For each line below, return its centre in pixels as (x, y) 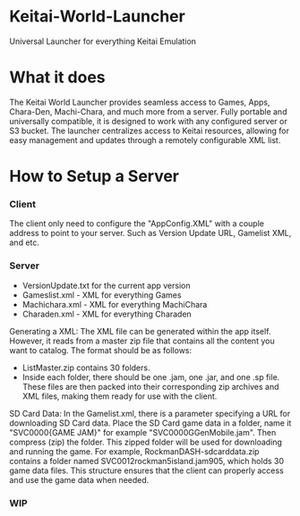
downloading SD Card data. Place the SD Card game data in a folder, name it (150, 423)
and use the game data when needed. (79, 479)
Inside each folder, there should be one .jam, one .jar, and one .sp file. (151, 376)
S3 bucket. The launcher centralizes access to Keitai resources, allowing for (149, 131)
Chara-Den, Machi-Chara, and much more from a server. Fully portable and (148, 111)
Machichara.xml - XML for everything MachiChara (115, 304)
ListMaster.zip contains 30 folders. (86, 368)
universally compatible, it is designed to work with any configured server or (149, 121)
